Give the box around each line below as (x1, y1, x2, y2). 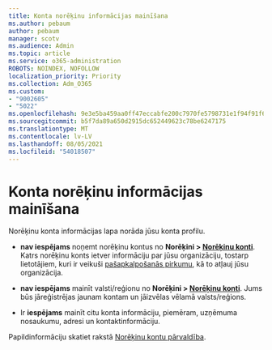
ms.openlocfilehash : (8, 110, 79, 118)
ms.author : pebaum (8, 19, 70, 28)
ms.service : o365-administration (8, 58, 121, 66)
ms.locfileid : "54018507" (8, 147, 96, 156)
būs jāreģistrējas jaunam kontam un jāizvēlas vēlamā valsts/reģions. (19, 292, 247, 302)
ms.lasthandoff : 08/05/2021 (8, 139, 104, 148)
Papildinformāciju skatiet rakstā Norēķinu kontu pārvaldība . (8, 332, 206, 342)
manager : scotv (8, 34, 60, 43)
